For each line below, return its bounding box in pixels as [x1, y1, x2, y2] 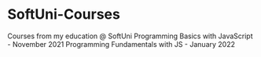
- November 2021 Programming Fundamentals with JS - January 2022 [7, 39, 235, 48]
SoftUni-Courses [7, 5, 121, 23]
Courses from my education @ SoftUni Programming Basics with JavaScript [7, 31, 253, 41]
